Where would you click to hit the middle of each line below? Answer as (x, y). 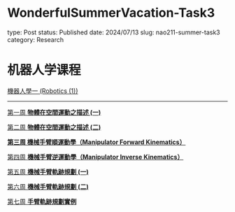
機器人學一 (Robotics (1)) (43, 91)
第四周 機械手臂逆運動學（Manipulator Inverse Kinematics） (95, 157)
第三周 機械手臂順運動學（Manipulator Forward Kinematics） (97, 142)
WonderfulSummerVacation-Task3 (111, 13)
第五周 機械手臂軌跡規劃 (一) (48, 171)
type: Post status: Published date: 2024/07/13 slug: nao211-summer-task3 (114, 32)
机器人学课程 (44, 70)
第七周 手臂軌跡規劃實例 (42, 202)
